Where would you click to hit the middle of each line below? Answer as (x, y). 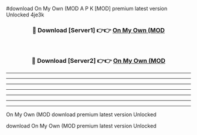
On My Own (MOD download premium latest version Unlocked (81, 114)
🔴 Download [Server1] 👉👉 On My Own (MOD (98, 30)
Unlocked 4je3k (25, 15)
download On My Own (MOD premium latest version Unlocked (81, 126)
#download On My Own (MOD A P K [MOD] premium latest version (87, 9)
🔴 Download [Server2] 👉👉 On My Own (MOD (98, 61)
